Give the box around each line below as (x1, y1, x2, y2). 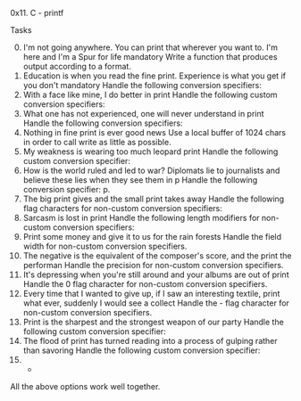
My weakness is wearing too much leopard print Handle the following (22, 146, 279, 157)
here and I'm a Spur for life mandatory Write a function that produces (22, 52, 278, 61)
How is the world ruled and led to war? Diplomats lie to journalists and (22, 165, 280, 176)
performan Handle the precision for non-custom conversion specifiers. (22, 260, 284, 270)
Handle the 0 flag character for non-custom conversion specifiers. (22, 279, 268, 289)
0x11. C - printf (10, 8, 64, 18)
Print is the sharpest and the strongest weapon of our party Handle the (22, 316, 284, 327)
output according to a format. (22, 61, 132, 71)
